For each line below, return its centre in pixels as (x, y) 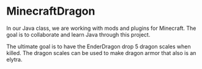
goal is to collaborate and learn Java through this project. (78, 34)
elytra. (14, 59)
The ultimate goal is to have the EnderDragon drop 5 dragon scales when (99, 46)
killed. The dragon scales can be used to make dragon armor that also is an (101, 53)
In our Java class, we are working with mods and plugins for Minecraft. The (101, 28)
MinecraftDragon (51, 11)
